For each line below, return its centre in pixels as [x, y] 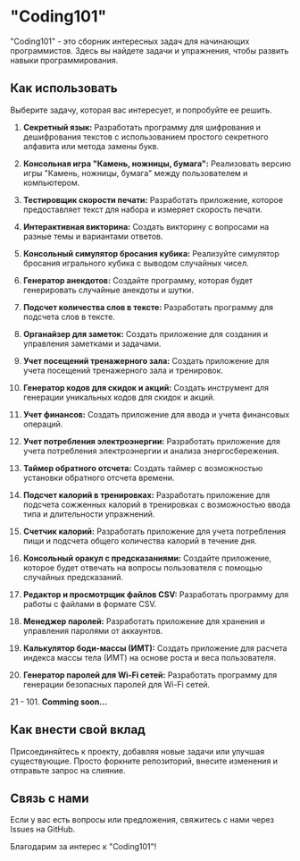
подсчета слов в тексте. [69, 317]
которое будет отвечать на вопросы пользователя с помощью [142, 567]
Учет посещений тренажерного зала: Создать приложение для [146, 360]
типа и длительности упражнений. [89, 514]
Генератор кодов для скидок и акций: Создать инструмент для [146, 387]
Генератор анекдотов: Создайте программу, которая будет [138, 280]
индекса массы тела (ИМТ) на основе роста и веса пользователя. [150, 657]
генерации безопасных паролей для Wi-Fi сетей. [117, 684]
